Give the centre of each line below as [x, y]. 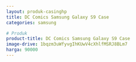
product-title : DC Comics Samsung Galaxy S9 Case [68, 39]
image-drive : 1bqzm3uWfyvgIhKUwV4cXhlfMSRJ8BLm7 [67, 44]
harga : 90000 [22, 50]
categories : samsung [31, 22]
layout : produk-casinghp [37, 12]
